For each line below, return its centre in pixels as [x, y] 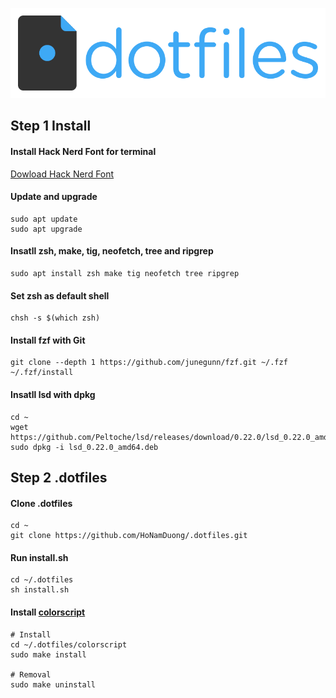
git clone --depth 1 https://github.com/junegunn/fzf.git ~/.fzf [149, 363]
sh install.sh [40, 590]
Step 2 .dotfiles [59, 477]
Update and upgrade [54, 197]
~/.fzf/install [42, 373]
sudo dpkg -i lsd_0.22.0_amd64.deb [84, 447]
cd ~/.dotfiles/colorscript [69, 644]
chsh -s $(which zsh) [55, 318]
